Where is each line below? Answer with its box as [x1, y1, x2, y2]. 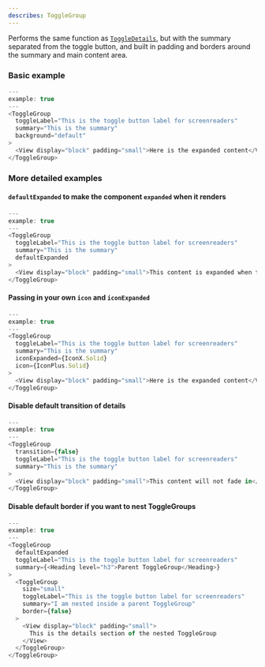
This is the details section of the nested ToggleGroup [28, 629, 217, 637]
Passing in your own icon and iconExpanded [8, 293, 150, 303]
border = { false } [22, 608, 73, 616]
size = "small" [22, 586, 65, 594]
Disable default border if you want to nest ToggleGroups [8, 501, 196, 511]
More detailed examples [8, 172, 103, 183]
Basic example [8, 70, 65, 81]
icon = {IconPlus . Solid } [15, 361, 90, 370]
